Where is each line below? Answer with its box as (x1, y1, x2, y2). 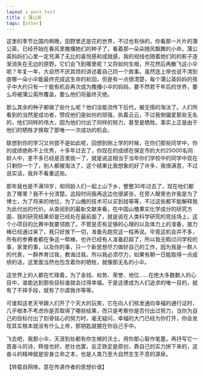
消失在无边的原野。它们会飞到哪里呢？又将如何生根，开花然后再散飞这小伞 (11, 60, 198, 67)
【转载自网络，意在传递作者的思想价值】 (6, 363, 107, 371)
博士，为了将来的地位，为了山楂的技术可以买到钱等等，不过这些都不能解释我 (6, 198, 198, 205)
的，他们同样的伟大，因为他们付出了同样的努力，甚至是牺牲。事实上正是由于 (6, 119, 198, 126)
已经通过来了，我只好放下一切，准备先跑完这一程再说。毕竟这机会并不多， (11, 228, 198, 236)
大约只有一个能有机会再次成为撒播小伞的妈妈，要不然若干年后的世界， (16, 83, 192, 91)
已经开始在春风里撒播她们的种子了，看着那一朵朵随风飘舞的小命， (22, 45, 187, 52)
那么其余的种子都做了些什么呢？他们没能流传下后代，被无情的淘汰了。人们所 (6, 104, 198, 111)
